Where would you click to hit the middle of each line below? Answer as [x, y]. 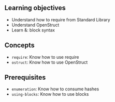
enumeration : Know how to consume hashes [55, 89]
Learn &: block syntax [33, 30]
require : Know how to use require [45, 57]
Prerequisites [25, 77]
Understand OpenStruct [35, 25]
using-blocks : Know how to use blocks [50, 94]
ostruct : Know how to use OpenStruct [50, 62]
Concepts [20, 45]
